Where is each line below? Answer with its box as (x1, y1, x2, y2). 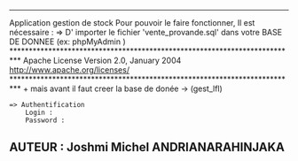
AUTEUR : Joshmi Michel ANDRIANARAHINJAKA (9, 140, 286, 155)
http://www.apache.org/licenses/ (9, 65, 130, 75)
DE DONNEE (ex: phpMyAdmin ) (9, 36, 126, 47)
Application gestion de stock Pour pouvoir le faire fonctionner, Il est (9, 18, 255, 27)
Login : (25, 108, 53, 117)
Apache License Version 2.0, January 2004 (22, 55, 182, 65)
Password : (25, 116, 66, 125)
